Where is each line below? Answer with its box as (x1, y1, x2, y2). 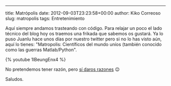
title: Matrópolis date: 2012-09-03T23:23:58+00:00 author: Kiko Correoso (5, 10, 161, 16)
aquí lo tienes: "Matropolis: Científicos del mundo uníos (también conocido (5, 41, 162, 47)
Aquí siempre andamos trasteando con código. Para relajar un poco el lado (5, 25, 162, 31)
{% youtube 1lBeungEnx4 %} (5, 57, 66, 62)
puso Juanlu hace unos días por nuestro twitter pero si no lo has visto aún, (5, 36, 162, 42)
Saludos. (5, 76, 24, 82)
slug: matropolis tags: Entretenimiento (5, 16, 85, 21)
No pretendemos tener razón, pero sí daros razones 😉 (5, 66, 120, 72)
